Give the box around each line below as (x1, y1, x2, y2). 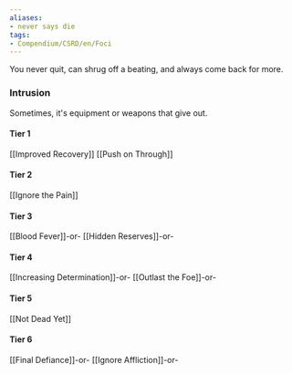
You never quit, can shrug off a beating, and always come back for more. (9, 64, 284, 75)
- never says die (9, 22, 76, 31)
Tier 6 (9, 334, 33, 345)
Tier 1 (9, 129, 31, 140)
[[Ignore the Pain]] (9, 189, 78, 201)
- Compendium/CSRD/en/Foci (9, 38, 112, 48)
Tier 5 (9, 293, 33, 304)
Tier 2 (9, 170, 33, 181)
